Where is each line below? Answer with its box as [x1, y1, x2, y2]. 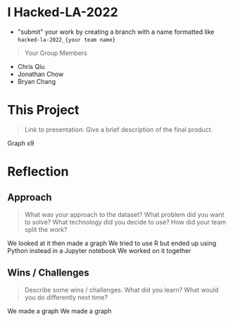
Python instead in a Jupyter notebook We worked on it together [7, 246, 191, 254]
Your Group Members [24, 49, 88, 57]
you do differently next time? [24, 293, 108, 302]
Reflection [7, 163, 69, 180]
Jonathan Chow [17, 70, 64, 78]
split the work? [24, 225, 68, 233]
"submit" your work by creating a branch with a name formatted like [17, 27, 215, 36]
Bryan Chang [17, 77, 56, 85]
